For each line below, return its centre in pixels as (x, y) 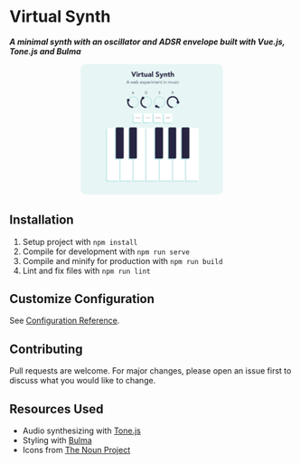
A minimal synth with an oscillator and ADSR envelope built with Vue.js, (147, 42)
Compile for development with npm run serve (106, 251)
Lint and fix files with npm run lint (86, 270)
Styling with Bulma (57, 440)
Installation (42, 220)
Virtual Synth (60, 17)
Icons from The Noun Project (76, 450)
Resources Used (56, 409)
